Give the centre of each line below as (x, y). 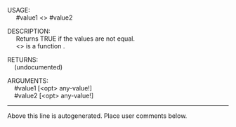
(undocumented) (38, 67)
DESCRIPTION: (29, 31)
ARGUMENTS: (28, 81)
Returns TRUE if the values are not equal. (76, 39)
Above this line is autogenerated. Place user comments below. (97, 116)
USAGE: (19, 10)
